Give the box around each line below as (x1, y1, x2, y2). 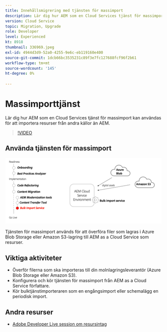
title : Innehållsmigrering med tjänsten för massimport (5, 8, 123, 13)
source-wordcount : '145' (5, 66, 57, 71)
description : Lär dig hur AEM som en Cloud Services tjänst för (5, 13, 141, 18)
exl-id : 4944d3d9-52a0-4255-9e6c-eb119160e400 (5, 50, 103, 55)
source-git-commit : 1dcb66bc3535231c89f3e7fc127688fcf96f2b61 (5, 55, 137, 60)
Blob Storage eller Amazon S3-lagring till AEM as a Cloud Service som (5, 234, 149, 240)
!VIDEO (17, 129, 32, 135)
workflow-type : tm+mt (5, 60, 50, 66)
